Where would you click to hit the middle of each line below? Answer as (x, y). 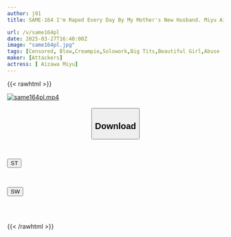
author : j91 (24, 13)
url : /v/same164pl (33, 32)
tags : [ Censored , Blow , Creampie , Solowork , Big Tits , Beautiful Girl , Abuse (113, 52)
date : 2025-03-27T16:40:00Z (47, 38)
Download (115, 126)
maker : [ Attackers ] (35, 58)
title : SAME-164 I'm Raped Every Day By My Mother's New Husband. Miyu (112, 20)
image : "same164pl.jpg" (41, 45)
